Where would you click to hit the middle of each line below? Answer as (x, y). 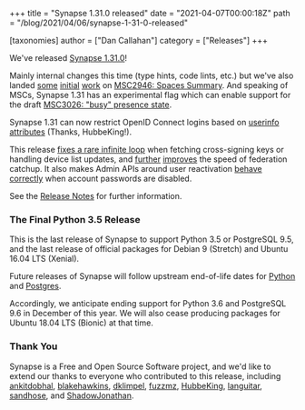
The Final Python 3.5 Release (75, 219)
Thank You (34, 346)
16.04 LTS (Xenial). (44, 259)
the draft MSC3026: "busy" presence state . (91, 105)
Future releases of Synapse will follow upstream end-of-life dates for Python (152, 276)
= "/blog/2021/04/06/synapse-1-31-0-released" (99, 23)
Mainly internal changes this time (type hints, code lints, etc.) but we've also (152, 75)
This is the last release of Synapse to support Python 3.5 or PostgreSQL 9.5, (152, 239)
